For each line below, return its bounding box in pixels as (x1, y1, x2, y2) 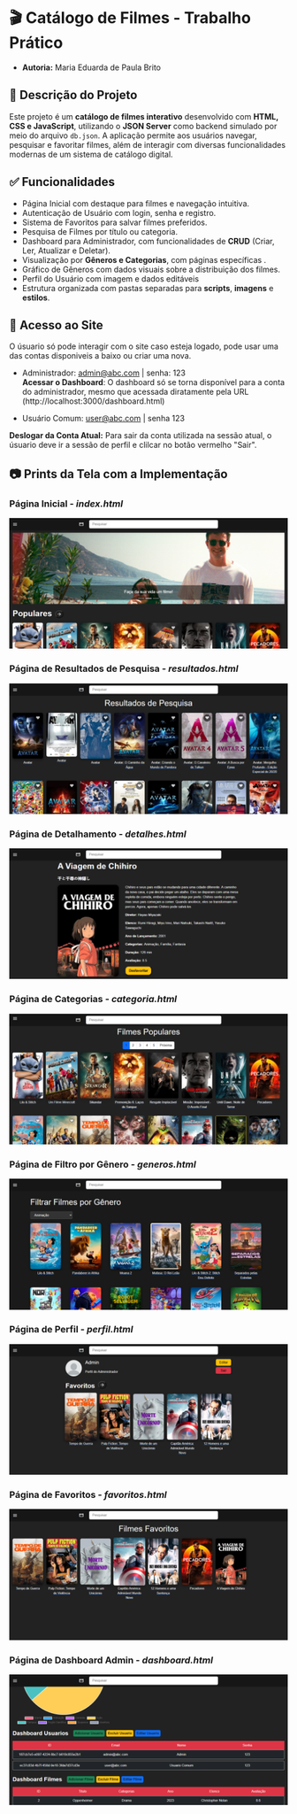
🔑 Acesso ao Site (9, 317, 103, 333)
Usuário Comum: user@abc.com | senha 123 (21, 413, 186, 424)
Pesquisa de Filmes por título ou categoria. (21, 226, 179, 236)
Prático (9, 33, 64, 53)
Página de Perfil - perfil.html (9, 1324, 133, 1336)
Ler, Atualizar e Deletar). (21, 245, 110, 256)
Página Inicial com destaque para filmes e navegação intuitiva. (21, 197, 250, 209)
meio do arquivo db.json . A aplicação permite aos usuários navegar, (9, 130, 258, 141)
